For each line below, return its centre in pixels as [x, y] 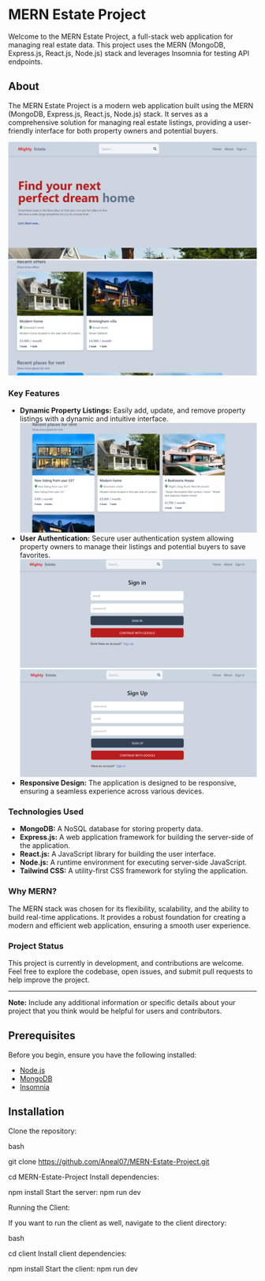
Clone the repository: [43, 1131]
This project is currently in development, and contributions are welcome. [126, 963]
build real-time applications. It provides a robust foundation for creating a [127, 917]
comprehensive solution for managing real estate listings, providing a [120, 122]
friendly [21, 130]
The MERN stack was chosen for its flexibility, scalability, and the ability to [129, 908]
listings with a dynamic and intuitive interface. [94, 419]
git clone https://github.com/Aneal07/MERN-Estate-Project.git [109, 1161]
